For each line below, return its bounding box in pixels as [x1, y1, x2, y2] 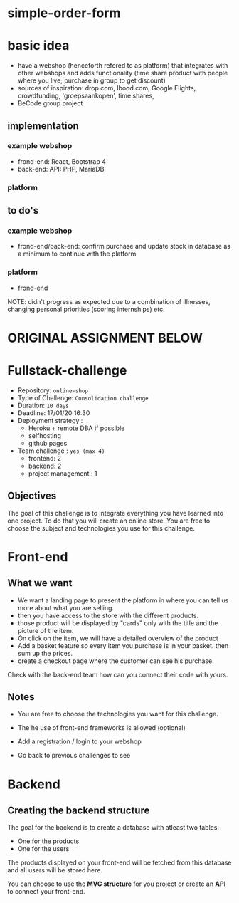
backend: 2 [28, 461, 62, 470]
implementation [7, 120, 80, 132]
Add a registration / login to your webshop [17, 737, 142, 746]
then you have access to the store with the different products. [17, 611, 199, 620]
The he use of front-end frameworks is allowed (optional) [17, 724, 186, 732]
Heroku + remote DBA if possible [28, 424, 125, 432]
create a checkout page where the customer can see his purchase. [17, 657, 215, 665]
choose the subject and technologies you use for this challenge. [7, 523, 196, 532]
